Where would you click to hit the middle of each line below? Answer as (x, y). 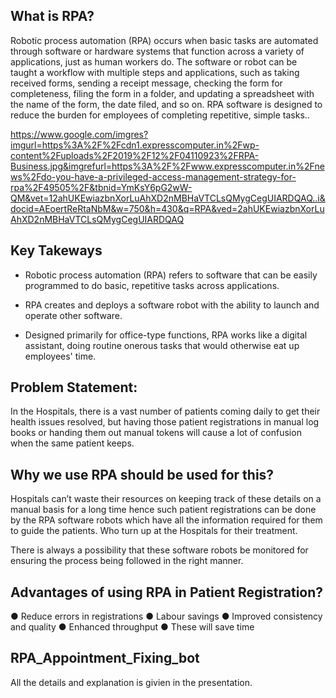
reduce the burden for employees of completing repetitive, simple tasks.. (160, 115)
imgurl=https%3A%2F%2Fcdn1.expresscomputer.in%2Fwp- (135, 145)
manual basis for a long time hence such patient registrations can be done (163, 510)
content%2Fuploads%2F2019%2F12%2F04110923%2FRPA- (135, 155)
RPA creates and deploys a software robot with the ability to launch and (172, 305)
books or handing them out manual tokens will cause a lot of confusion (156, 433)
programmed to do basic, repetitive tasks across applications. (152, 285)
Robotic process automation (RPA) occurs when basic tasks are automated (164, 40)
